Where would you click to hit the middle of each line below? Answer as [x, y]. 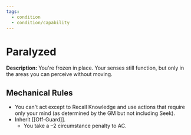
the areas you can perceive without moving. [60, 74]
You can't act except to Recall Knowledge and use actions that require [100, 107]
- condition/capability [40, 22]
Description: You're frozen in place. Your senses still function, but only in [95, 68]
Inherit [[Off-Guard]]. [40, 120]
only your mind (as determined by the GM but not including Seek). [95, 113]
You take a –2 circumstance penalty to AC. [75, 126]
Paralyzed [31, 52]
